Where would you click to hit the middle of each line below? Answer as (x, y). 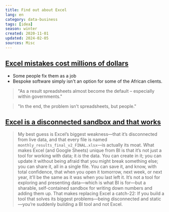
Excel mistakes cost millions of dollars (67, 64)
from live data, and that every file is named (62, 139)
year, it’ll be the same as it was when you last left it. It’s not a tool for (89, 178)
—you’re (26, 204)
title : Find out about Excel (36, 10)
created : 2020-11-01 (27, 33)
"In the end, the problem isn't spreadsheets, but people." (77, 106)
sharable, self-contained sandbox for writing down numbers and (85, 188)
